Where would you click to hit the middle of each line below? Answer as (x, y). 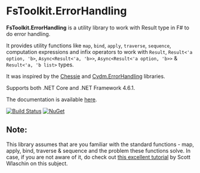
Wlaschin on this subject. (37, 163)
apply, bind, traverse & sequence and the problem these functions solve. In (99, 150)
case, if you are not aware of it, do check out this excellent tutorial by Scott (99, 157)
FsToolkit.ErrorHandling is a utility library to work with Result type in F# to (98, 28)
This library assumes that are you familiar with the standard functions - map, (100, 144)
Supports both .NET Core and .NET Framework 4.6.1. (71, 87)
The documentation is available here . (52, 99)
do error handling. (28, 34)
